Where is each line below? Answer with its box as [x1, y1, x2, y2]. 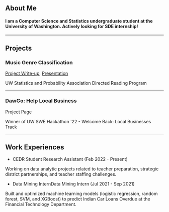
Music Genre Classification [5, 59, 73, 66]
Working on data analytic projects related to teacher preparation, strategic [5, 166, 159, 172]
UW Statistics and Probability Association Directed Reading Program [5, 80, 147, 86]
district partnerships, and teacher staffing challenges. [5, 171, 117, 177]
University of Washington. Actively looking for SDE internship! [5, 23, 138, 29]
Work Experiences [5, 143, 64, 151]
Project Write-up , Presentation [5, 70, 68, 77]
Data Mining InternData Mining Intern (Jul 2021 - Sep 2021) [12, 181, 135, 187]
